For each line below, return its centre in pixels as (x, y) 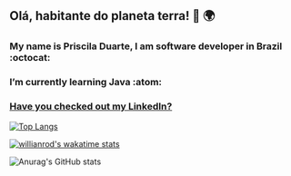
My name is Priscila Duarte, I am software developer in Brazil (146, 46)
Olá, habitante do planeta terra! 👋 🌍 (112, 16)
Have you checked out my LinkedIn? (91, 106)
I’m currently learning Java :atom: (85, 83)
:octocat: (30, 58)
